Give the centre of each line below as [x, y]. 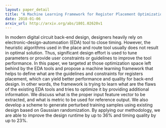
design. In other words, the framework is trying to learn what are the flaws [81, 84]
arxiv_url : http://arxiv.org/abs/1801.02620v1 [54, 23]
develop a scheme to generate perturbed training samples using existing [79, 105]
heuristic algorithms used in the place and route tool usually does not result [82, 48]
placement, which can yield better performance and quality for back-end [79, 79]
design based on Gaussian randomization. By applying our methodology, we [83, 110]
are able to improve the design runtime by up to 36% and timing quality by [81, 115]
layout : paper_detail [27, 10]
